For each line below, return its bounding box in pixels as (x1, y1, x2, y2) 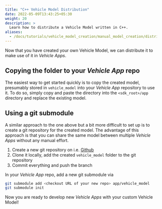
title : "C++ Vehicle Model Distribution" (5, 7, 90, 12)
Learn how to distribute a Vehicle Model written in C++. (9, 25, 129, 30)
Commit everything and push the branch (12, 162, 93, 168)
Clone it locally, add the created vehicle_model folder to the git (12, 152, 136, 158)
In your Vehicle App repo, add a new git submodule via (5, 172, 114, 177)
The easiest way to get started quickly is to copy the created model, (5, 80, 140, 85)
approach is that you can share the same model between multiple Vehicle (5, 132, 151, 138)
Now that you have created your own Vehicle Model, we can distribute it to (5, 47, 153, 53)
